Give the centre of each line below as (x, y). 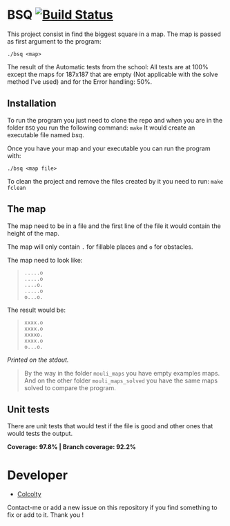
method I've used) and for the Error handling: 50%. (80, 81)
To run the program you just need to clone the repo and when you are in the (115, 120)
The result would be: (36, 310)
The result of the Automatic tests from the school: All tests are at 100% (108, 67)
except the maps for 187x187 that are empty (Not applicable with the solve (113, 74)
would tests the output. (40, 434)
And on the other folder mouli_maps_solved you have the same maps (121, 380)
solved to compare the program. (70, 387)
